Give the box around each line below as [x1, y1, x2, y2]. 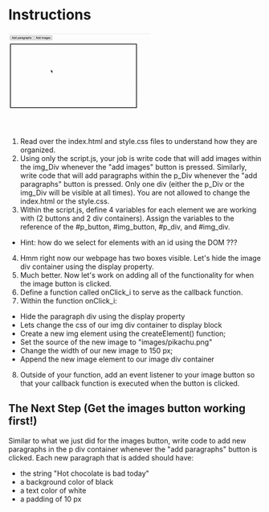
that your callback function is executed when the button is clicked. [19, 378, 240, 388]
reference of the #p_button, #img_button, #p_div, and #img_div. [19, 221, 230, 231]
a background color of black [19, 477, 114, 486]
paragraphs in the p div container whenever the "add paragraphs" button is [8, 444, 258, 454]
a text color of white [19, 485, 87, 495]
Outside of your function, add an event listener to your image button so [19, 370, 255, 379]
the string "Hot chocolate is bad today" [19, 469, 150, 478]
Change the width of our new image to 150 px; [19, 345, 173, 355]
